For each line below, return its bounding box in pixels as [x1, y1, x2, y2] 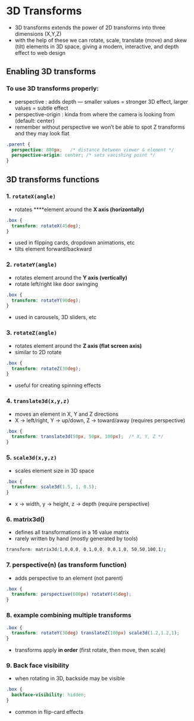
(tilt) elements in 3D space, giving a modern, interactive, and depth [14, 43, 179, 50]
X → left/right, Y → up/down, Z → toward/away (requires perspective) [14, 416, 186, 424]
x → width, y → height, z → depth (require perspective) [14, 500, 150, 508]
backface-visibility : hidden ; [11, 692, 86, 698]
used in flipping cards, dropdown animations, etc [14, 239, 135, 246]
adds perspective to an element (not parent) [14, 574, 123, 581]
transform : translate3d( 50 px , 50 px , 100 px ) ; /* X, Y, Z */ [11, 434, 164, 440]
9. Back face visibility [6, 661, 70, 670]
